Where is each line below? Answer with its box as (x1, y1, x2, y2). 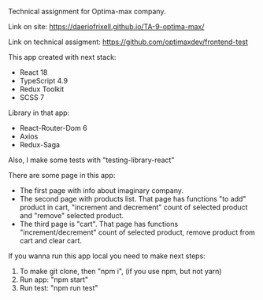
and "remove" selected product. (19, 211, 124, 220)
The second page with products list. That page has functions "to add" (19, 194, 246, 203)
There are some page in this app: (8, 171, 116, 180)
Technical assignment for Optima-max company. (8, 7, 166, 16)
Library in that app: (8, 108, 70, 117)
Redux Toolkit (19, 84, 65, 94)
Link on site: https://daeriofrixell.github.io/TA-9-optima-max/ (8, 22, 205, 31)
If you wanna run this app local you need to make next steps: (8, 251, 206, 261)
